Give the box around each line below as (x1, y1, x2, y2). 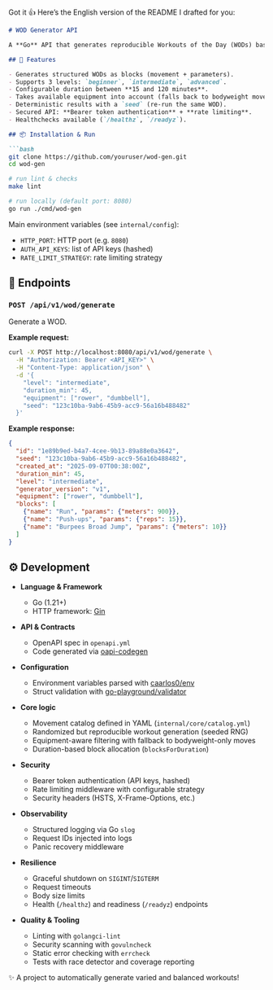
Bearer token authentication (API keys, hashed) (32, 776, 191, 786)
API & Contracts (19, 622, 76, 632)
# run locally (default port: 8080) (8, 197, 132, 205)
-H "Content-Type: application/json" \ (15, 364, 151, 372)
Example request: (8, 333, 69, 343)
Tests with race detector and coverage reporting (32, 957, 195, 967)
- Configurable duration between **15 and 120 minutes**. (8, 85, 209, 94)
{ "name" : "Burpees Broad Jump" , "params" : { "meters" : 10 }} (23, 523, 227, 531)
